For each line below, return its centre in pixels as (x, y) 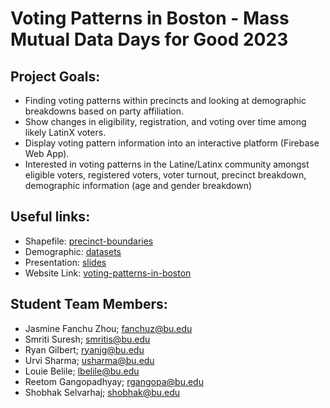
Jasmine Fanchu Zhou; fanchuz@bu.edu (108, 328)
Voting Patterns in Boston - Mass (150, 18)
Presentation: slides (65, 262)
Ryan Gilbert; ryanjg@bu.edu (84, 349)
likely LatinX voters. (65, 132)
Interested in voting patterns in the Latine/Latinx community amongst (167, 164)
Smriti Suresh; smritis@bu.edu (87, 339)
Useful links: (50, 217)
